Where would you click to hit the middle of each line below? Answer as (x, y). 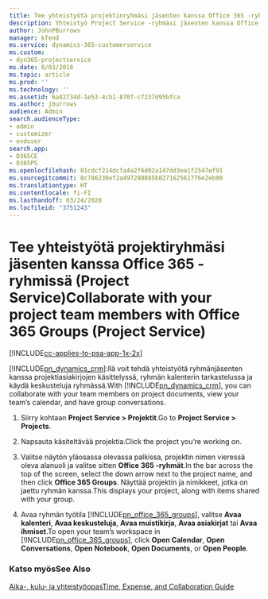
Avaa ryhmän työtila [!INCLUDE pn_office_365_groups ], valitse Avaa (131, 515)
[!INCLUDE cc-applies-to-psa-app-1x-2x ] (76, 354)
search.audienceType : (45, 119)
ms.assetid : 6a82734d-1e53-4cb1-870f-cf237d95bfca (95, 97)
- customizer (31, 133)
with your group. (47, 499)
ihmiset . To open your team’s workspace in (90, 531)
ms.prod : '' (29, 82)
